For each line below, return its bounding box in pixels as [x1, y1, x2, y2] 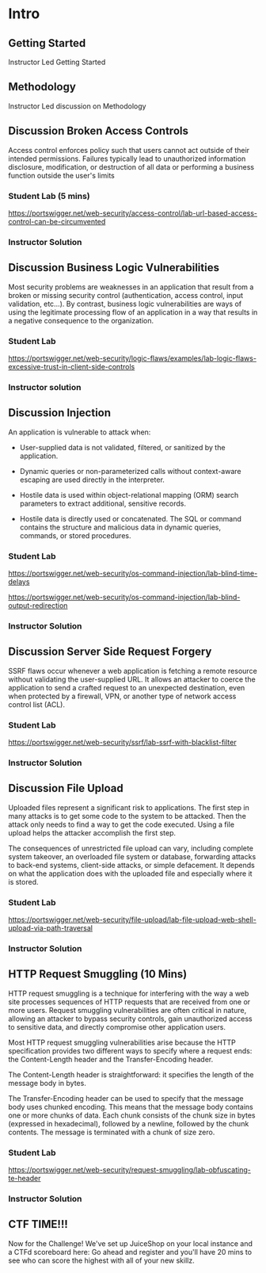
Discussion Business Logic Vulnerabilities [8, 261, 220, 274]
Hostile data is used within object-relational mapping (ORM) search [19, 490, 239, 499]
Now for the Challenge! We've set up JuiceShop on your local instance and [8, 1238, 253, 1248]
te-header [8, 1174, 41, 1183]
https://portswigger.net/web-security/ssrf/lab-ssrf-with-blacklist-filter [8, 738, 237, 747]
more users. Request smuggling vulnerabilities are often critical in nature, [8, 1005, 247, 1015]
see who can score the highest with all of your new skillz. [8, 1256, 196, 1265]
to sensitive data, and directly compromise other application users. [8, 1022, 226, 1031]
